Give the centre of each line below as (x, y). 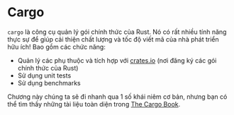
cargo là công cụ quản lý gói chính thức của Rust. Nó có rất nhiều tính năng (117, 32)
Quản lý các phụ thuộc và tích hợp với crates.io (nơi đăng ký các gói (117, 60)
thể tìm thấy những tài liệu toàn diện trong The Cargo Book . (94, 104)
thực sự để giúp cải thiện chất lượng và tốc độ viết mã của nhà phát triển (113, 39)
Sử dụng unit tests (44, 75)
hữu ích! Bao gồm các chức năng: (57, 47)
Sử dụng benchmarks (49, 83)
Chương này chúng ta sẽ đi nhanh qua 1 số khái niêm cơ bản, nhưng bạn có (117, 97)
